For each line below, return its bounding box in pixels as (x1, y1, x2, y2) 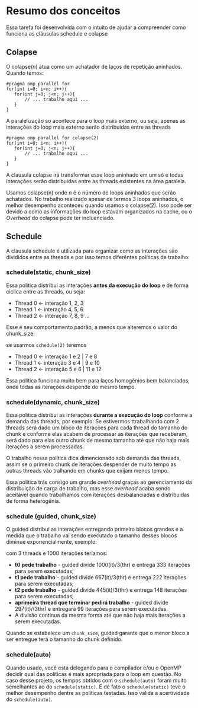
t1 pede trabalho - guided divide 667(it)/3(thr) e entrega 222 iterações (14, 574, 187, 581)
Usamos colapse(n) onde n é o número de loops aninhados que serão (6, 189, 176, 196)
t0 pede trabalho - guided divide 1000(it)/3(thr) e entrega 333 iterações (14, 562, 190, 569)
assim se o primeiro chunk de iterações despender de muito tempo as (6, 461, 177, 468)
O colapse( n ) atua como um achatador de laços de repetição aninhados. (6, 63, 183, 70)
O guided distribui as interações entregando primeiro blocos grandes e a (6, 526, 183, 533)
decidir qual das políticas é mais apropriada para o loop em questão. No (6, 670, 181, 677)
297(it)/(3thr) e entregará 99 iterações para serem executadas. (14, 605, 168, 613)
